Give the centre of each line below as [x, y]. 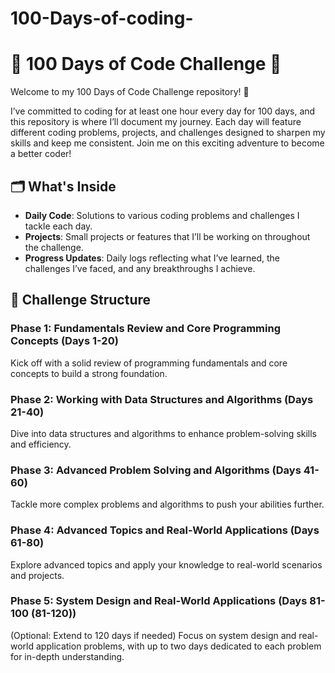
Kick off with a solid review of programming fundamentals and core [149, 363]
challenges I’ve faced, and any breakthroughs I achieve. [140, 268]
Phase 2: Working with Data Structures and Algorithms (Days [162, 399]
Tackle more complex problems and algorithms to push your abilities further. [167, 504]
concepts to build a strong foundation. [89, 373]
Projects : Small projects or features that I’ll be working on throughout [167, 236]
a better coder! [41, 154]
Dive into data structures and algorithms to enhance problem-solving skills [164, 433]
